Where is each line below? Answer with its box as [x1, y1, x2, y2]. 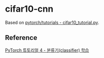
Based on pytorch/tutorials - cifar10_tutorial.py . [5, 19, 99, 25]
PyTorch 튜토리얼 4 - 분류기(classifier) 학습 [5, 47, 89, 53]
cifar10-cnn [5, 3, 54, 15]
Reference [5, 34, 38, 42]
